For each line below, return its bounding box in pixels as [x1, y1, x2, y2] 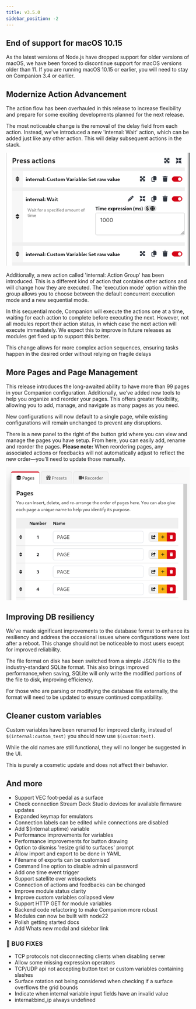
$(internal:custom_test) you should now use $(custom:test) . [6, 733, 156, 740]
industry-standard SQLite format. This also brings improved [6, 664, 149, 671]
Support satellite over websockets [14, 875, 97, 882]
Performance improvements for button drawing [14, 837, 128, 844]
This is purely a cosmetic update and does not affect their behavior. [6, 762, 169, 769]
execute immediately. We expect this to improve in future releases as [6, 327, 171, 334]
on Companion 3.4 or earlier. [6, 72, 75, 79]
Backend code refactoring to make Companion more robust [14, 906, 157, 913]
